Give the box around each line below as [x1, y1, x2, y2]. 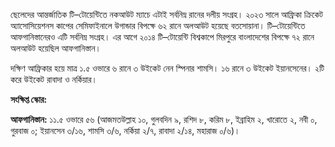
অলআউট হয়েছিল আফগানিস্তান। [10, 42, 102, 54]
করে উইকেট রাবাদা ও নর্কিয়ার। [10, 74, 98, 85]
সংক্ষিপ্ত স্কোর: [10, 94, 48, 105]
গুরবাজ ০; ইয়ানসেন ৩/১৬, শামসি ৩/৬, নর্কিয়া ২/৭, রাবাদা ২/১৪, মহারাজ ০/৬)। [10, 125, 241, 136]
